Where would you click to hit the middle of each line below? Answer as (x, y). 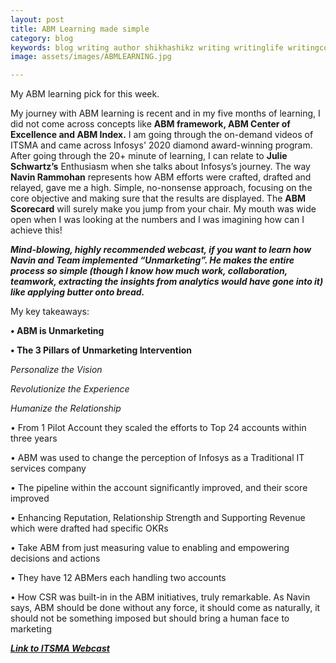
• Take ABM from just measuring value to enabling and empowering (150, 548)
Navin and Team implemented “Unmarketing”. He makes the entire (152, 260)
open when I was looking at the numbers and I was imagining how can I (157, 220)
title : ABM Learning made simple (80, 29)
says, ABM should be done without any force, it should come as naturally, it (165, 608)
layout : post (37, 19)
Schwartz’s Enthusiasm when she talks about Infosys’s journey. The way (160, 167)
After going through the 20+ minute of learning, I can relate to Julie (149, 156)
